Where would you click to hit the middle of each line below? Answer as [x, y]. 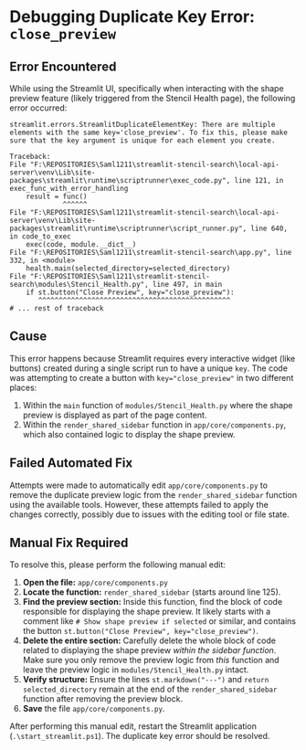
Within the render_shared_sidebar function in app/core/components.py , [154, 424]
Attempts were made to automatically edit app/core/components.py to [138, 485]
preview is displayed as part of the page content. [115, 415]
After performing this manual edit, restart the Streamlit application [133, 726]
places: [23, 387]
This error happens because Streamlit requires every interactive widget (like [153, 358]
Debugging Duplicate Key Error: [132, 17]
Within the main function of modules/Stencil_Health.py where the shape [158, 405]
